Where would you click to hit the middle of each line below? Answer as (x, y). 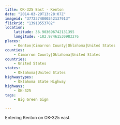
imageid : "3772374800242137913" (37, 18)
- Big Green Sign (31, 100)
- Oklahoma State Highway (40, 81)
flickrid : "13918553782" (30, 23)
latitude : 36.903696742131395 (44, 32)
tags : (10, 95)
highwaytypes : (19, 77)
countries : (16, 59)
